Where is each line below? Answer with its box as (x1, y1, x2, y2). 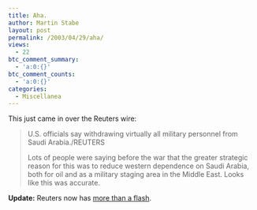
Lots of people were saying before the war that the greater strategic (27, 153, 248, 163)
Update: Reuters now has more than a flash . (8, 193, 152, 203)
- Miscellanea (15, 92, 61, 100)
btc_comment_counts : (8, 70, 76, 78)
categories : (8, 84, 47, 93)
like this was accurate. (27, 178, 101, 188)
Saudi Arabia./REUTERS (27, 137, 105, 147)
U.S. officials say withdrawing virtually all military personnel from (27, 129, 238, 139)
